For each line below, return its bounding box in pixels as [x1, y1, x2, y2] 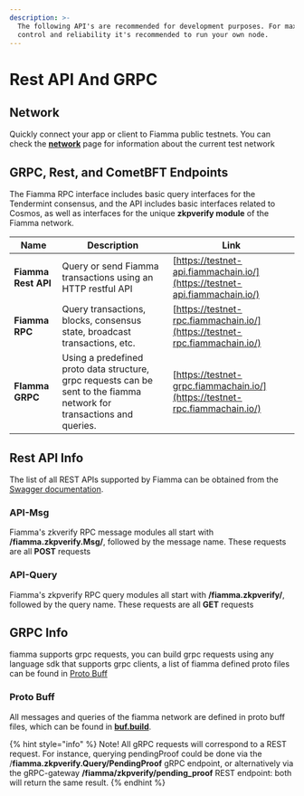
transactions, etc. [62, 336, 136, 349]
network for [62, 397, 111, 410]
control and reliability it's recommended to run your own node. [17, 30, 270, 39]
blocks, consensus [62, 314, 142, 327]
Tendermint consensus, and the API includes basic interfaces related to [9, 198, 276, 209]
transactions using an [62, 271, 154, 284]
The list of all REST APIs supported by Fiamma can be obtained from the [9, 474, 279, 485]
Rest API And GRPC [9, 69, 158, 90]
